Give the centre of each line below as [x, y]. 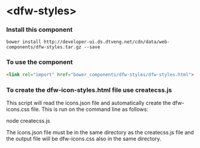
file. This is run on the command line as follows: [90, 109]
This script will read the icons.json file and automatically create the [89, 103]
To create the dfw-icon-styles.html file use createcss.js [89, 90]
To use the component [40, 62]
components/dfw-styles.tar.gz [44, 47]
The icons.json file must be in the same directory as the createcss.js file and [100, 132]
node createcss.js [28, 121]
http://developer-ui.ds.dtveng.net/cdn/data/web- [107, 42]
